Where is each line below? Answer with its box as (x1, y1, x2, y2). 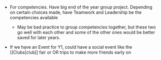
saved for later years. (17, 34, 61, 40)
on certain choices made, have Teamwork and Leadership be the (9, 9, 142, 15)
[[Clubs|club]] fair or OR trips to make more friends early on (9, 49, 131, 55)
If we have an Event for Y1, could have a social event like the (9, 44, 132, 50)
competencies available (9, 15, 58, 20)
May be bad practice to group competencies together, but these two (17, 24, 156, 30)
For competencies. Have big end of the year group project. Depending (9, 4, 153, 10)
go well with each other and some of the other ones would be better (17, 30, 155, 35)
